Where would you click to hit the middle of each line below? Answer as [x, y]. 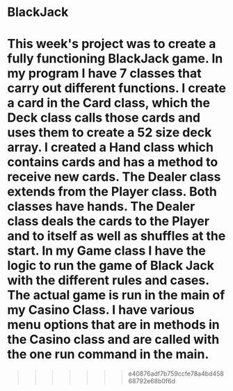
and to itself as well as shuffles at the [116, 236]
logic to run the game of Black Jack [111, 266]
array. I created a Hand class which [111, 147]
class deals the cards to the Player [109, 222]
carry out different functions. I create [116, 88]
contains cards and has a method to [113, 162]
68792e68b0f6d [152, 381]
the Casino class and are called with [113, 340]
